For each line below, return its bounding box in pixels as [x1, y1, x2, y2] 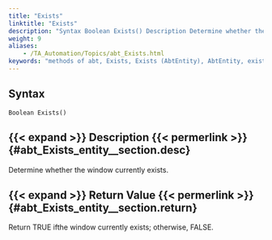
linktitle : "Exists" [8, 19, 79, 28]
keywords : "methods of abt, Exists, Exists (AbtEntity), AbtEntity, [8, 58, 244, 66]
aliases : [8, 42, 38, 50]
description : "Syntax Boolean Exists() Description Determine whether [8, 27, 252, 35]
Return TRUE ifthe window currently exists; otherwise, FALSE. [8, 222, 215, 232]
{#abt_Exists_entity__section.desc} [8, 144, 191, 157]
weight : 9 [8, 34, 42, 43]
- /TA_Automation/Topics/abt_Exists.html [23, 49, 164, 58]
